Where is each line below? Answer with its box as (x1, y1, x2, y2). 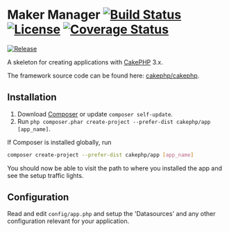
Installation (7, 91, 57, 103)
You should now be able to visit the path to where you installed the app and (7, 163, 222, 172)
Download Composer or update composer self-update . (17, 109, 173, 118)
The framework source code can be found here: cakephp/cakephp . (7, 71, 200, 80)
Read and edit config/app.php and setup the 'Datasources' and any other (7, 210, 216, 218)
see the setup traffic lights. (7, 171, 84, 179)
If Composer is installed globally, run (7, 138, 112, 146)
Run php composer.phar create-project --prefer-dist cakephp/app (17, 117, 211, 125)
